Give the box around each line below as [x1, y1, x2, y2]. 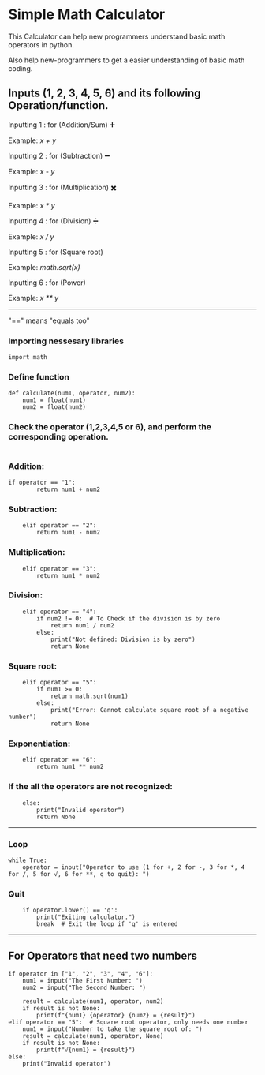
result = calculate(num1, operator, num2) [22, 998, 164, 1006]
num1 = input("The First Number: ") [22, 977, 144, 985]
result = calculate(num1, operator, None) [22, 1032, 164, 1040]
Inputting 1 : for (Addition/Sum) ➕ [8, 120, 116, 129]
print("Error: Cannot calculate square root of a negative [50, 706, 248, 714]
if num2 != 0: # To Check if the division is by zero [36, 614, 221, 623]
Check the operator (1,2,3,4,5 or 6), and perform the [8, 421, 211, 433]
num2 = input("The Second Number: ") [22, 984, 147, 992]
